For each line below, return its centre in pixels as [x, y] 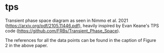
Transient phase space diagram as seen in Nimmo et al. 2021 [67, 20]
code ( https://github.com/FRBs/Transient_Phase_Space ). [63, 31]
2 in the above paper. [27, 45]
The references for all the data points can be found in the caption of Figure [81, 40]
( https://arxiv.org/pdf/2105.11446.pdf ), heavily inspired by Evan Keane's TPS [82, 25]
